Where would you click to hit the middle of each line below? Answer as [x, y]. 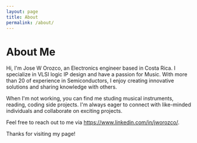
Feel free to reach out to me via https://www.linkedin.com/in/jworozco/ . [93, 122]
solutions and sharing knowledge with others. [62, 87]
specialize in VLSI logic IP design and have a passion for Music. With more [97, 74]
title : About [22, 17]
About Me [31, 52]
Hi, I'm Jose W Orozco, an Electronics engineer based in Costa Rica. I [91, 68]
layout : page [22, 12]
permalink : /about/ [30, 22]
